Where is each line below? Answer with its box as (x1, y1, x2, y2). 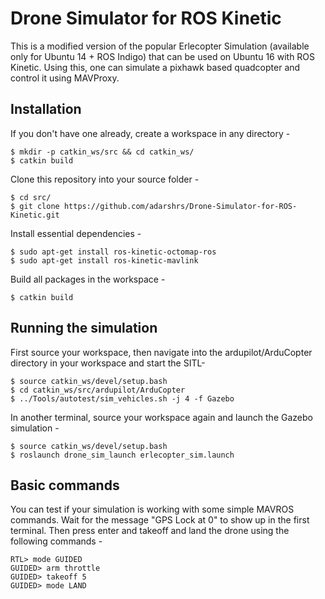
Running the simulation (10, 320, 158, 337)
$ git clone (10, 201, 60, 211)
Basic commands (10, 477, 120, 494)
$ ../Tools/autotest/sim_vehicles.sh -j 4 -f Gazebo (10, 393, 235, 404)
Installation (10, 101, 82, 118)
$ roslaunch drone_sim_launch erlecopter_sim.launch (10, 450, 235, 460)
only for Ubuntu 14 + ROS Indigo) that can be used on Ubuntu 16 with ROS (10, 50, 316, 62)
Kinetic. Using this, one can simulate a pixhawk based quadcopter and (10, 61, 301, 73)
